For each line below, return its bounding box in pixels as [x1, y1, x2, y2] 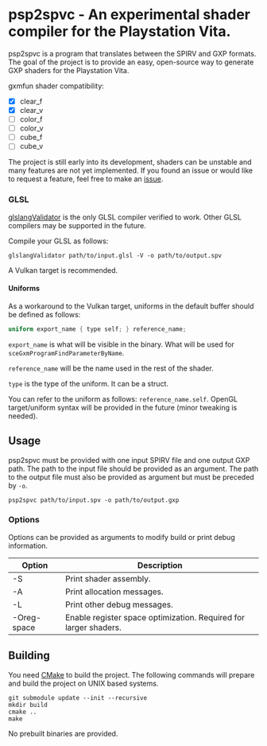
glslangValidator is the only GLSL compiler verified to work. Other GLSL [8, 212, 242, 222]
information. [8, 541, 48, 550]
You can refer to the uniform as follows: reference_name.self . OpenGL [8, 394, 238, 403]
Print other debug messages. [64, 599, 173, 610]
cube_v [19, 142, 44, 151]
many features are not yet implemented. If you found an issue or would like [8, 165, 253, 176]
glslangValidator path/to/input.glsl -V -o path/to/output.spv [8, 251, 222, 259]
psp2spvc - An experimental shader [8, 6, 250, 24]
